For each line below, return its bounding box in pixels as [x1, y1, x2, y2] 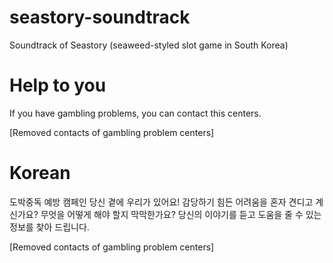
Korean [9, 162, 71, 185]
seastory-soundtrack [9, 6, 191, 29]
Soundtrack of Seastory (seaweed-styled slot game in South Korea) [9, 39, 289, 51]
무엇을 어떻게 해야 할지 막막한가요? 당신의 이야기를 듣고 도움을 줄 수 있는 [40, 208, 322, 220]
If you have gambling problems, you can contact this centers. [9, 107, 262, 119]
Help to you [9, 74, 107, 97]
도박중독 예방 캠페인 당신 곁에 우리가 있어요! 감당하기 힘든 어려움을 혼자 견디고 [9, 196, 314, 208]
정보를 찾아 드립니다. [9, 221, 90, 233]
